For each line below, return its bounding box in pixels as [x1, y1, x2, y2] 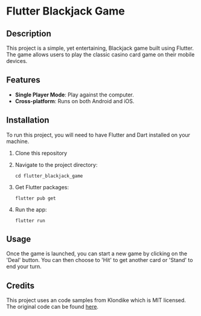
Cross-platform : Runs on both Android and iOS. [14, 97, 135, 104]
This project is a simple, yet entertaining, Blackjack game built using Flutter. [6, 44, 194, 52]
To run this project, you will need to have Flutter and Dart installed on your [6, 131, 191, 138]
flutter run [14, 217, 45, 224]
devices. [6, 58, 28, 64]
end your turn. [6, 263, 42, 271]
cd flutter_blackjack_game [14, 173, 83, 179]
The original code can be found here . [6, 303, 98, 311]
